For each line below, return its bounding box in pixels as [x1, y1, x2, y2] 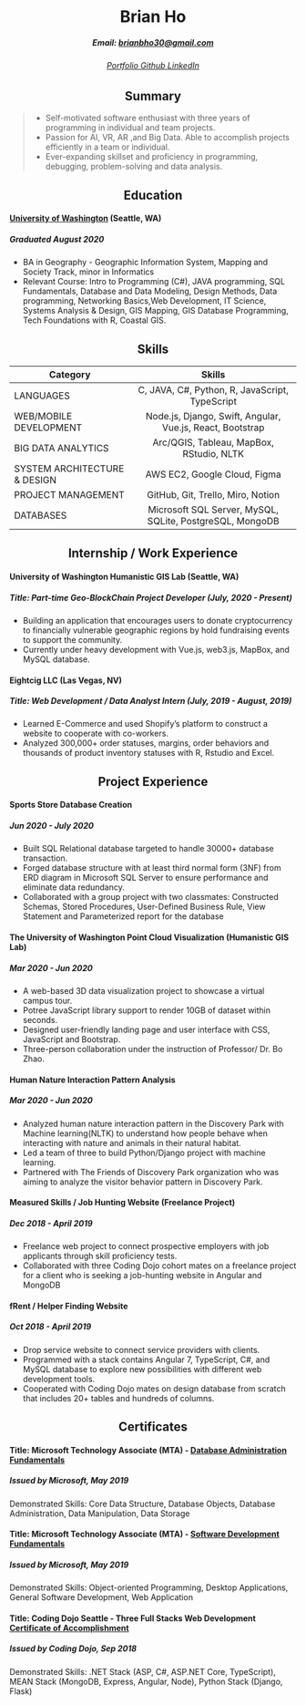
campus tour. [22, 995, 73, 1006]
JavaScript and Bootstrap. [22, 1033, 121, 1045]
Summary [124, 88, 182, 104]
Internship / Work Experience [67, 545, 239, 562]
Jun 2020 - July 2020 [9, 821, 94, 832]
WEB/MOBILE [14, 409, 73, 422]
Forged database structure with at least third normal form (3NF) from [22, 863, 281, 873]
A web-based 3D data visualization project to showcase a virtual [22, 985, 265, 996]
